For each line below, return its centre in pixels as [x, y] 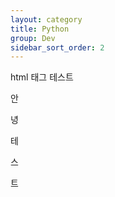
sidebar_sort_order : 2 [57, 47]
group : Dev [33, 38]
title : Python [40, 29]
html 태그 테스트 [42, 77]
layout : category [46, 19]
